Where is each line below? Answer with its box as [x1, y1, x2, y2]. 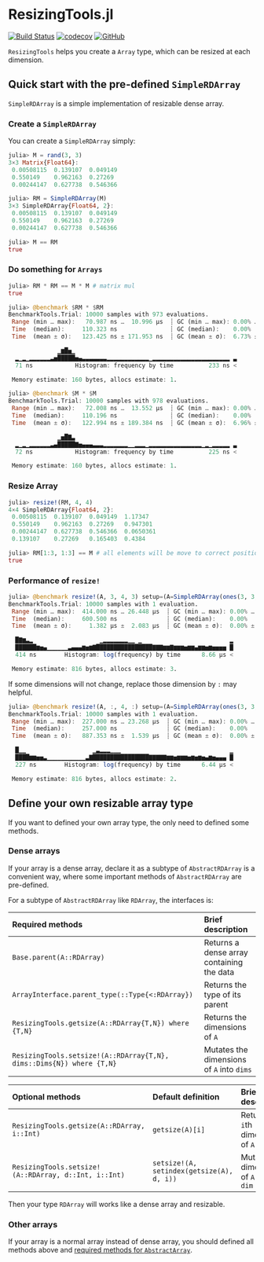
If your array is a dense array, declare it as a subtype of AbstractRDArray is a [8, 863, 255, 873]
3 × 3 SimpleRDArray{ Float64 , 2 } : [8, 202, 114, 210]
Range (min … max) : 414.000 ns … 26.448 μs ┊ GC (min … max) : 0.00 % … [11, 607, 255, 615]
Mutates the [203, 1044, 249, 1055]
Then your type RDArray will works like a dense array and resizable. [8, 1199, 225, 1209]
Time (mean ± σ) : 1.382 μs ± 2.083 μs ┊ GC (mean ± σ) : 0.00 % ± [11, 622, 255, 630]
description [203, 923, 248, 934]
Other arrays [8, 1219, 58, 1230]
